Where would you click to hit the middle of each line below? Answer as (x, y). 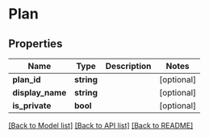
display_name (40, 93)
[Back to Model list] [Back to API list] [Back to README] (101, 126)
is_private (32, 106)
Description (128, 66)
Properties (36, 44)
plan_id (27, 79)
